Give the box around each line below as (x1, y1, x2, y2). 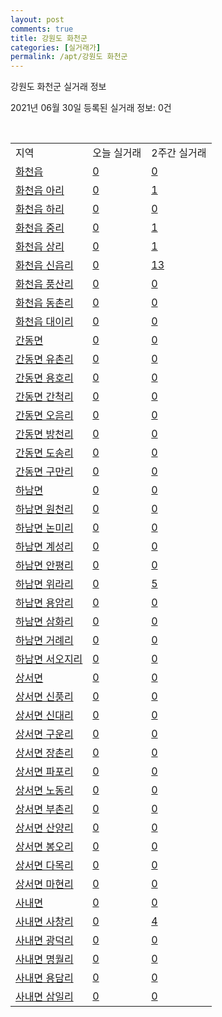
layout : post (10, 14, 65, 25)
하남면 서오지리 (15, 652, 83, 666)
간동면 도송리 (15, 446, 74, 460)
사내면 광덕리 (15, 934, 74, 948)
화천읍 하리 (15, 202, 65, 216)
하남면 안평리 (15, 559, 74, 573)
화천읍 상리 (15, 240, 65, 254)
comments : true (10, 24, 74, 34)
